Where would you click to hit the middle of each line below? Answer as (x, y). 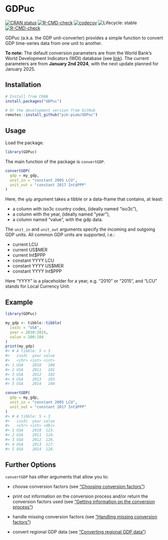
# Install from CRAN (27, 96)
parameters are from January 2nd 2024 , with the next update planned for (82, 63)
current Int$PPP (29, 255)
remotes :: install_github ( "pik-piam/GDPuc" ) (52, 115)
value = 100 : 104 (27, 337)
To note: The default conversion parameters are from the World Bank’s (78, 53)
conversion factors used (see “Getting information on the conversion (83, 502)
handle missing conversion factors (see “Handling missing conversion (85, 517)
